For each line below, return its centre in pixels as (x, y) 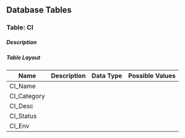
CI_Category (27, 96)
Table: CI (20, 28)
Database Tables (39, 10)
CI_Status (23, 116)
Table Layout (24, 58)
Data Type (107, 75)
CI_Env (19, 126)
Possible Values (152, 75)
